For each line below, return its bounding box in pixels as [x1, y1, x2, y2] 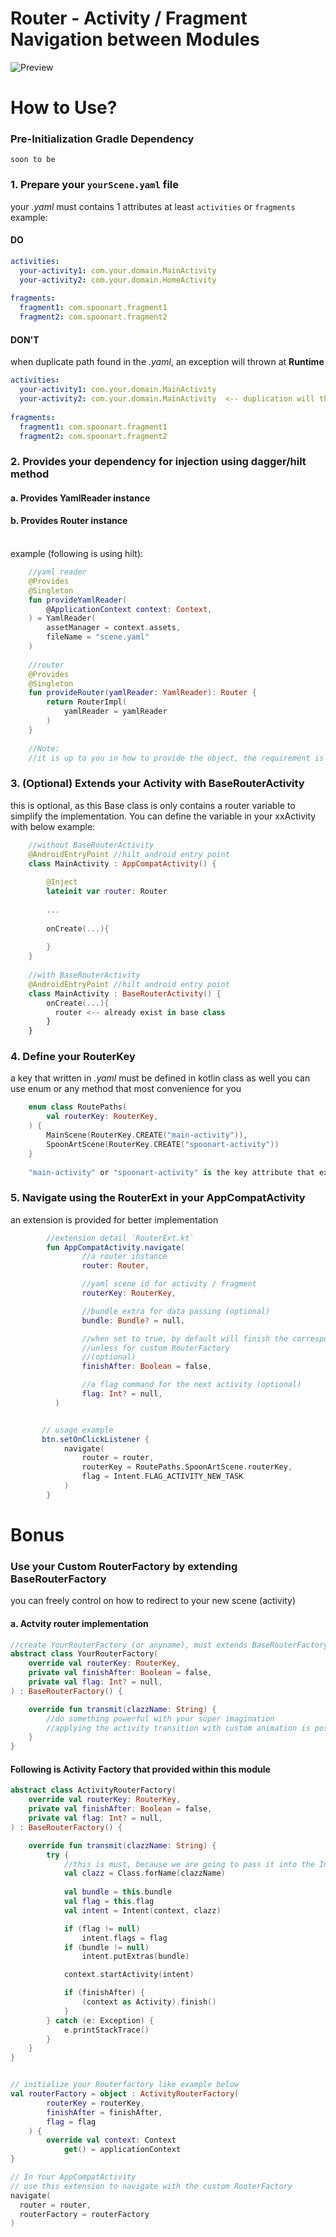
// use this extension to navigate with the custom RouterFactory [10, 2181, 293, 2191]
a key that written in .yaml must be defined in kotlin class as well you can [10, 1072, 311, 1084]
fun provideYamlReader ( [28, 595, 128, 605]
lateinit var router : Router [46, 887, 168, 897]
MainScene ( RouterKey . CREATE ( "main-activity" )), [46, 1130, 248, 1141]
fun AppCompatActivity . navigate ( [46, 1242, 186, 1252]
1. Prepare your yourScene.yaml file [10, 178, 180, 192]
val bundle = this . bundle [63, 1887, 172, 1897]
